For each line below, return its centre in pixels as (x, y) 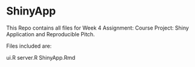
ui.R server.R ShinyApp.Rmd (41, 57)
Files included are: (29, 46)
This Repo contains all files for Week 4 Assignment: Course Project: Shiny (98, 28)
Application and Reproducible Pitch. (51, 34)
